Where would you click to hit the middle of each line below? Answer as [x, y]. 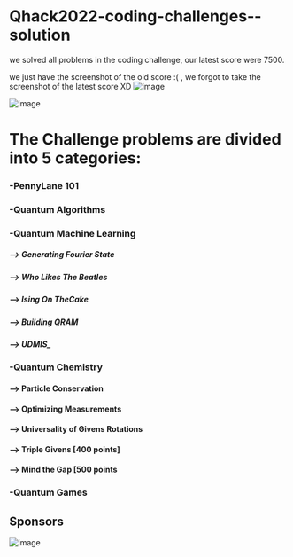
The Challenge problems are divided [145, 140]
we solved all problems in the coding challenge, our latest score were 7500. [147, 59]
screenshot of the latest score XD [70, 86]
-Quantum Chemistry [56, 367]
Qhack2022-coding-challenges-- [135, 16]
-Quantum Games [48, 492]
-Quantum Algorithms [58, 209]
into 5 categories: [75, 158]
